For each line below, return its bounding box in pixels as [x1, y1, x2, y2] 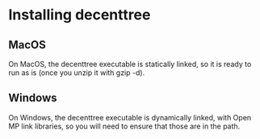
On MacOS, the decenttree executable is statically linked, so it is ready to [8, 59, 252, 69]
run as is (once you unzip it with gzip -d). [8, 68, 145, 78]
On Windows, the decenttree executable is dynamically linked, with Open [8, 112, 252, 122]
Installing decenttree [8, 6, 151, 24]
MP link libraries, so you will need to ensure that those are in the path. [8, 121, 241, 131]
